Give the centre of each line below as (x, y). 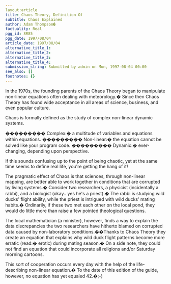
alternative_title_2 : (28, 53)
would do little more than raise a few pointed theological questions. (76, 211)
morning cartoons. (25, 254)
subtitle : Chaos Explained (34, 19)
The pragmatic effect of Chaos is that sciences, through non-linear (75, 176)
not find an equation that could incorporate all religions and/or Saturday (80, 249)
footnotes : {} (20, 76)
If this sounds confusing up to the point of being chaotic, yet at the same (81, 161)
